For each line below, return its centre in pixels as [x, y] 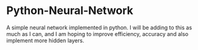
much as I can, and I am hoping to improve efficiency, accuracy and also [97, 34]
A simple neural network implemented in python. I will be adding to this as [99, 27]
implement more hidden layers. [45, 40]
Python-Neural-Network [70, 11]
